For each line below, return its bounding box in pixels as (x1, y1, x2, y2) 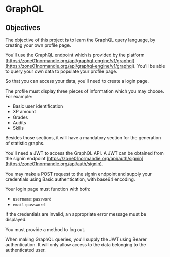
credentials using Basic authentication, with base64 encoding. (5, 176, 135, 182)
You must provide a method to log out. (5, 226, 85, 232)
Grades (12, 114, 28, 120)
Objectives (5, 23, 41, 32)
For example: (5, 94, 33, 99)
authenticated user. (5, 247, 46, 253)
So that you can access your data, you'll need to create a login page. (5, 78, 149, 84)
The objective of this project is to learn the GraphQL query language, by (5, 37, 156, 43)
